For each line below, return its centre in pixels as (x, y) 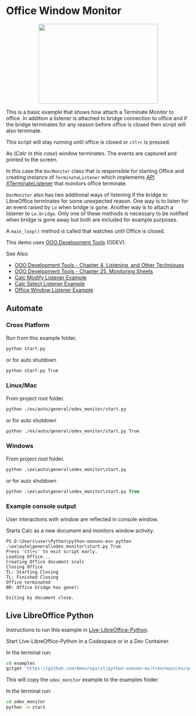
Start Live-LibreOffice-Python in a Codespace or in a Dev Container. (88, 641)
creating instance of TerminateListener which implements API (80, 177)
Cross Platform (28, 325)
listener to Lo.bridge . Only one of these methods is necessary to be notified (97, 213)
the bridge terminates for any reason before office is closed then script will (96, 124)
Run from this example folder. (41, 337)
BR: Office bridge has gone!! (43, 587)
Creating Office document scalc (45, 562)
